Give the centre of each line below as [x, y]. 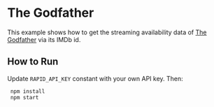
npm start [24, 97]
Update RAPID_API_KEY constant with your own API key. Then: [95, 78]
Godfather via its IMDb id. [44, 39]
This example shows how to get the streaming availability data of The [107, 32]
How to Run [33, 62]
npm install [28, 91]
